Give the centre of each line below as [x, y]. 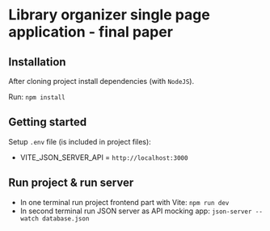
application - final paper [91, 32]
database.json [65, 218]
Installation [37, 62]
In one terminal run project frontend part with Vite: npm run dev [124, 202]
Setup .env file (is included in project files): [80, 141]
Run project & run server [71, 183]
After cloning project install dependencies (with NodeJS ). [101, 81]
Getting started [48, 122]
